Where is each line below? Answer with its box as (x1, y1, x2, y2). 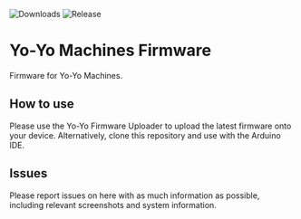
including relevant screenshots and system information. (9, 199, 218, 210)
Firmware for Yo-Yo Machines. (9, 70, 123, 81)
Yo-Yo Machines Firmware (9, 41, 211, 61)
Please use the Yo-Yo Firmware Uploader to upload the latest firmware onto (9, 120, 292, 131)
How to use (9, 96, 74, 112)
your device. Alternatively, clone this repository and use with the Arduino (9, 129, 281, 140)
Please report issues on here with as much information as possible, (9, 190, 260, 201)
